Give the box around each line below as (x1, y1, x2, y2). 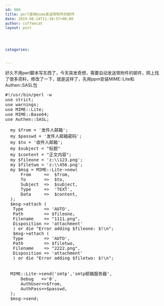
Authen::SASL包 (5, 82, 38, 88)
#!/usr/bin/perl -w (5, 92, 52, 97)
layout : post (5, 26, 32, 30)
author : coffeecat (5, 21, 43, 26)
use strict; (5, 97, 34, 102)
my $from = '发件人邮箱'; (10, 127, 68, 133)
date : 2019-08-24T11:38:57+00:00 (5, 16, 74, 21)
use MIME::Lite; (5, 107, 44, 112)
